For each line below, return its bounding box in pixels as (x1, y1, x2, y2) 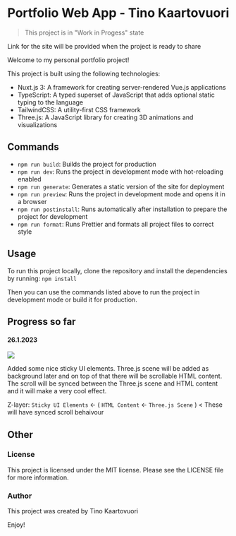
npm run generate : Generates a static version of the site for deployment (17, 182, 225, 191)
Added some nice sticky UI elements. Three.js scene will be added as (7, 364, 209, 373)
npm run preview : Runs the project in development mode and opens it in (17, 189, 225, 198)
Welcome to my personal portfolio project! (7, 55, 130, 64)
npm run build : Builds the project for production (17, 160, 156, 168)
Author (7, 491, 32, 501)
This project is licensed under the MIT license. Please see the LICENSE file (7, 465, 224, 474)
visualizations (17, 120, 58, 129)
